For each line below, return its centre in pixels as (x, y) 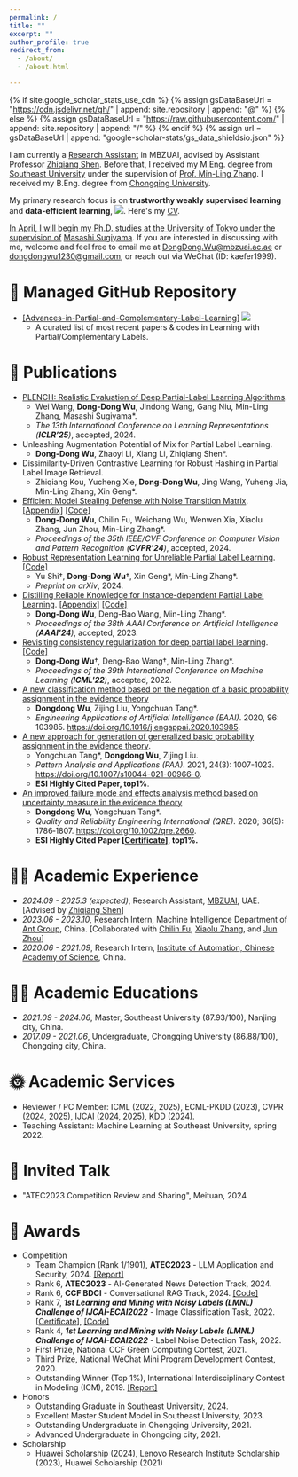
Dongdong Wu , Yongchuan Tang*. (98, 812)
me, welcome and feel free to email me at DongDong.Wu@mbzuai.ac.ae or (145, 247)
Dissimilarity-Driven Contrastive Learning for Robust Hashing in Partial (150, 463)
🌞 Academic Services (92, 1081)
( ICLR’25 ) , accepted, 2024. (85, 435)
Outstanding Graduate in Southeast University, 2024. (132, 1406)
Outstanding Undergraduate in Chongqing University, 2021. (144, 1426)
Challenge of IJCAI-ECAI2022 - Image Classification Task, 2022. (155, 1312)
